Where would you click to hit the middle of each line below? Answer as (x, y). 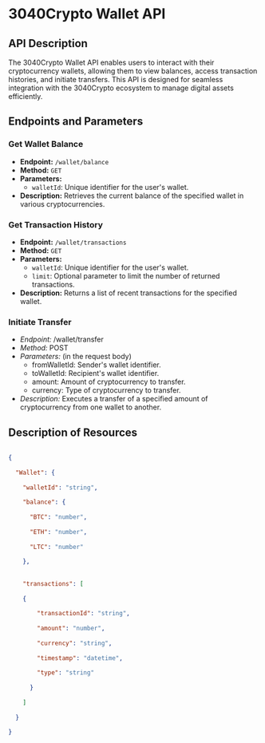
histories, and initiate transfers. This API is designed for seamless (116, 79)
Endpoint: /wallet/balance (64, 161)
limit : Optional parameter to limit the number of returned (126, 275)
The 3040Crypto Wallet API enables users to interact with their (111, 62)
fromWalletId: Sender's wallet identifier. (96, 365)
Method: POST (44, 348)
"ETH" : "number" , (58, 532)
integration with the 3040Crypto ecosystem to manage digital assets (121, 88)
